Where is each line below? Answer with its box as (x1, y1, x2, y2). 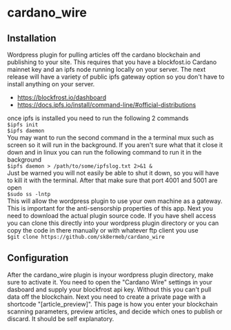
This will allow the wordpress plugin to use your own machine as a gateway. (7, 197, 223, 205)
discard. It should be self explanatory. (7, 314, 114, 322)
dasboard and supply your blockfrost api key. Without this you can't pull (7, 285, 212, 293)
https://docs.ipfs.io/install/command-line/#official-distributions (17, 101, 197, 108)
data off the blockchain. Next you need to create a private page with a (7, 292, 206, 301)
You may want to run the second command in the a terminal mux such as (7, 133, 214, 142)
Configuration (7, 252, 69, 264)
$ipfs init (7, 122, 39, 128)
